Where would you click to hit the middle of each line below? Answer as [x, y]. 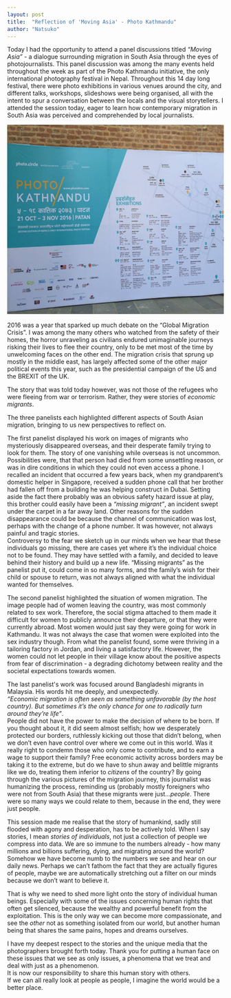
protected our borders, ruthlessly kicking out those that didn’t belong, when [114, 736]
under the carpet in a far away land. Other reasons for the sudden [100, 511]
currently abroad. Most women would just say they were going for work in [112, 627]
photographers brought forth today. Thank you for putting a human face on [113, 951]
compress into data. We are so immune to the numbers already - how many [114, 844]
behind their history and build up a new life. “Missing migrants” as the [106, 563]
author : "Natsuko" [33, 29]
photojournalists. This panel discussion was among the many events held [111, 64]
